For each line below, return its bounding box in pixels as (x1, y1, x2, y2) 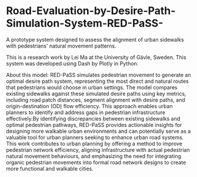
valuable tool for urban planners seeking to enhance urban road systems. (6, 133, 184, 141)
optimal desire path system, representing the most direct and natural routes (6, 78, 189, 85)
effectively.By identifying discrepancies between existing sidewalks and (6, 115, 181, 122)
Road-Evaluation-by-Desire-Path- (6, 4, 176, 18)
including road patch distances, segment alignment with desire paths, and (6, 96, 185, 103)
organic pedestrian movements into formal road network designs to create (6, 159, 186, 166)
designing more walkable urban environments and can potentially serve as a (6, 128, 191, 135)
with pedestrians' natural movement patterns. (6, 42, 116, 49)
